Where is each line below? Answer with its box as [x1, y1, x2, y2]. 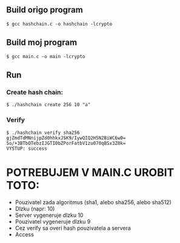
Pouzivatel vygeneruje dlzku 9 [15, 218, 91, 225]
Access [15, 230, 35, 238]
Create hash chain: [6, 88, 64, 96]
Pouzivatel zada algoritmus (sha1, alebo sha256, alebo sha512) [15, 198, 172, 205]
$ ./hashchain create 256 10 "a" [6, 102, 91, 108]
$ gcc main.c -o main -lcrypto [6, 53, 85, 59]
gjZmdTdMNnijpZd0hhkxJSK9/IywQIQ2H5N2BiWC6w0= [6, 135, 126, 141]
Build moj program [6, 38, 78, 48]
